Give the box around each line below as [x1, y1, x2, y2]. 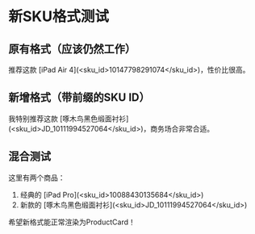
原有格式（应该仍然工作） [8, 42, 136, 56]
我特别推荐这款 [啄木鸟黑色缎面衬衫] [8, 114, 129, 123]
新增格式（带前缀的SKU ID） [8, 90, 151, 105]
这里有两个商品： [8, 173, 65, 182]
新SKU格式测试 [8, 7, 109, 26]
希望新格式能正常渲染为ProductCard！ [8, 217, 136, 227]
